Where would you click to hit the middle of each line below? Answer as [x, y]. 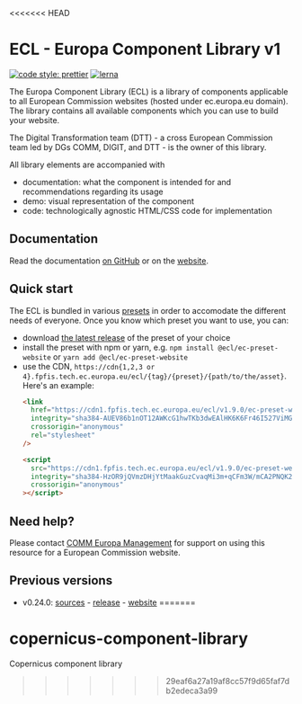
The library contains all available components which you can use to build [144, 111]
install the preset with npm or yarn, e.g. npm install [118, 347]
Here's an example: [58, 385]
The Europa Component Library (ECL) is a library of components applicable [149, 91]
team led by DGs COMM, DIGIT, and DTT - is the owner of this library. [138, 147]
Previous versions [61, 580]
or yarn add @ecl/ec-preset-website [120, 356]
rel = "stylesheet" [63, 435]
